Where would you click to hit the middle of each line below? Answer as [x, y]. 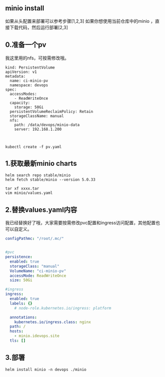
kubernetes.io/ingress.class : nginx [53, 322]
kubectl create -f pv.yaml [33, 147]
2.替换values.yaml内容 [41, 209]
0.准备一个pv [26, 45]
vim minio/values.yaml [29, 193]
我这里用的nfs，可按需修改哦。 [37, 58]
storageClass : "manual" [34, 266]
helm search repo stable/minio [38, 175]
